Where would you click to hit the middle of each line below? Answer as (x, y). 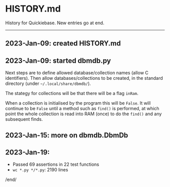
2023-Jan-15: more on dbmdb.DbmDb (67, 135)
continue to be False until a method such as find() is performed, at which (82, 109)
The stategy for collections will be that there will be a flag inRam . (72, 93)
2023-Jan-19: (28, 152)
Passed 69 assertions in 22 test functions (56, 164)
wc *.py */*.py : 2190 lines (40, 170)
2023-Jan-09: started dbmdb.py (58, 60)
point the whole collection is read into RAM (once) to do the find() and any (83, 114)
